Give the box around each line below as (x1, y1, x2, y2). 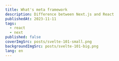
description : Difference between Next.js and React (5, 12, 114, 17)
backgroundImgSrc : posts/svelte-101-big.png (5, 44, 99, 49)
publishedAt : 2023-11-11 (5, 16, 57, 21)
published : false (5, 35, 41, 40)
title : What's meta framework (5, 7, 68, 12)
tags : (5, 21, 16, 26)
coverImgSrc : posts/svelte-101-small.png (5, 39, 92, 44)
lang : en (5, 48, 23, 53)
